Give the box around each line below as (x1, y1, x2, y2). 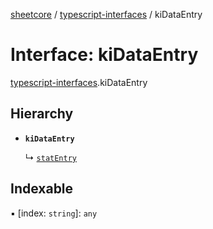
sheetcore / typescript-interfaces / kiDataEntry (10, 9, 203, 20)
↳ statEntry (24, 151, 77, 163)
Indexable (10, 180, 74, 198)
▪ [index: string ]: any (10, 207, 98, 219)
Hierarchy (10, 105, 74, 123)
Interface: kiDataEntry (10, 44, 199, 66)
